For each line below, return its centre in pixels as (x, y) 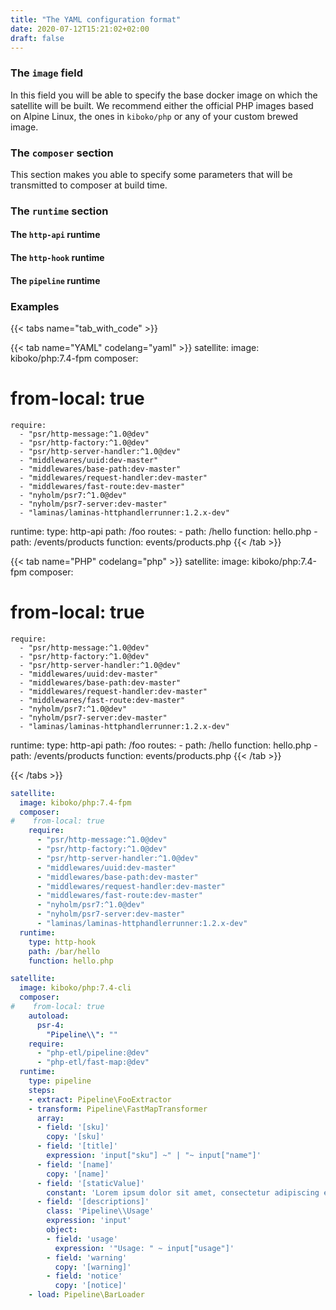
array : (50, 1118)
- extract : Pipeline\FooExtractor (100, 1099)
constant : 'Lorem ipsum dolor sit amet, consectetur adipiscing (183, 1192)
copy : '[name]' (78, 1174)
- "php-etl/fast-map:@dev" (93, 1062)
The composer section (62, 153)
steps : (42, 1090)
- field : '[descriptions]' (93, 1202)
